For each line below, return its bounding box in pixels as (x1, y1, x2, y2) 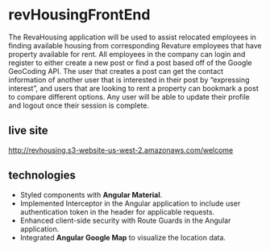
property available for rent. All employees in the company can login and (8, 49, 246, 59)
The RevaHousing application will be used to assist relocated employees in (8, 32, 256, 42)
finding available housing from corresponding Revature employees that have (8, 40, 262, 50)
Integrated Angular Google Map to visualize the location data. (19, 232, 226, 242)
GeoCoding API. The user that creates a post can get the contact (8, 66, 224, 76)
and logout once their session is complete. (8, 100, 150, 110)
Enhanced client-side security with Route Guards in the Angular (19, 215, 231, 225)
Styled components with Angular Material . (19, 190, 163, 199)
